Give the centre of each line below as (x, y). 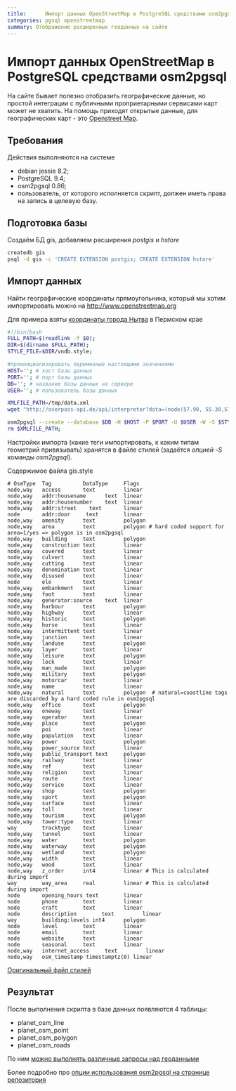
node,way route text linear (75, 778)
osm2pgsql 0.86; (42, 186)
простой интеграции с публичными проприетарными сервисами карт (112, 103)
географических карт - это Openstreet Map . (73, 118)
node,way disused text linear (75, 576)
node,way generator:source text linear (75, 600)
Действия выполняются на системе (61, 157)
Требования (35, 140)
